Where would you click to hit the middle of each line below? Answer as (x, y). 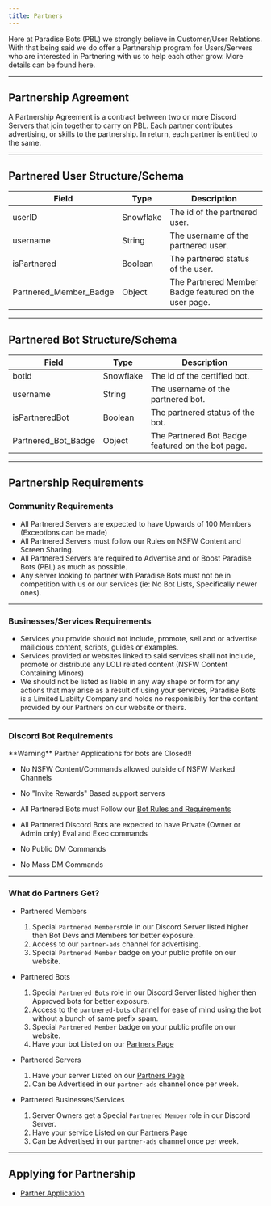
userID (25, 218)
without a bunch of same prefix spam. (95, 1018)
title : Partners (35, 16)
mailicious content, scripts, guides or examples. (99, 647)
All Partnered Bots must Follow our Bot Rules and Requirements (125, 809)
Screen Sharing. (47, 549)
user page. (190, 303)
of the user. (192, 269)
